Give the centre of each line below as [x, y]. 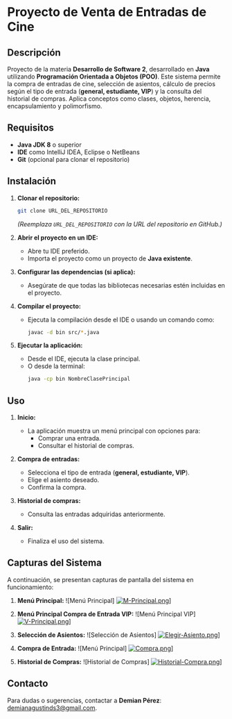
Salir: [25, 528]
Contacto [28, 684]
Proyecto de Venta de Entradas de [107, 12]
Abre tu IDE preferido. [59, 251]
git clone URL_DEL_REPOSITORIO [62, 210]
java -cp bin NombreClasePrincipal [79, 379]
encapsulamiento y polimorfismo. [55, 106]
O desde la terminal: [56, 366]
